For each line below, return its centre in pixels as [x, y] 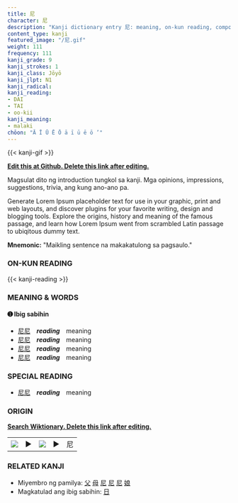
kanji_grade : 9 [30, 60]
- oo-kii [20, 113]
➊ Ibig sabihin [28, 314]
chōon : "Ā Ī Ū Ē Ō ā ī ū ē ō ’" [55, 132]
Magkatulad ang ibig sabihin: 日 [63, 491]
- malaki [20, 126]
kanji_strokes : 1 [33, 67]
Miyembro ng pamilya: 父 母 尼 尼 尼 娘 [74, 482]
